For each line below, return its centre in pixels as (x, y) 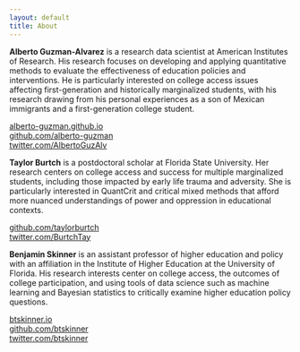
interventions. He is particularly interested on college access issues (134, 80)
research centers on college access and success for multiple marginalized (146, 172)
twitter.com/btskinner (49, 338)
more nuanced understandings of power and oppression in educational (140, 200)
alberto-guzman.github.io (56, 125)
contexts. (26, 210)
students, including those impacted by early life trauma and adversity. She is (150, 181)
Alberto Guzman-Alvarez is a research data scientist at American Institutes (149, 51)
